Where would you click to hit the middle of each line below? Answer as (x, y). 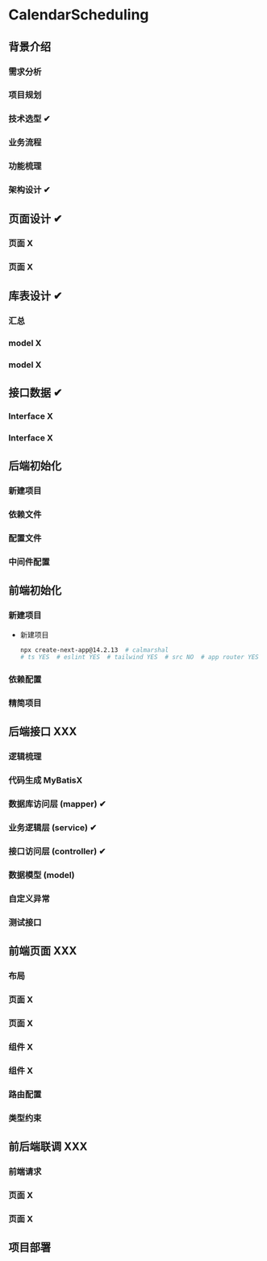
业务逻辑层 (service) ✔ (53, 828)
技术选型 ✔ (29, 119)
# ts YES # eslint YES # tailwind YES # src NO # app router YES (140, 658)
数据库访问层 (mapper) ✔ (57, 804)
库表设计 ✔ (35, 296)
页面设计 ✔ (35, 218)
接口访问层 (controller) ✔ (57, 851)
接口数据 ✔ (35, 392)
